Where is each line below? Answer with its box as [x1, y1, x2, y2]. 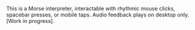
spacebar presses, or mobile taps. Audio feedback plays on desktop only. [6, 11, 190, 18]
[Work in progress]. [6, 18, 55, 24]
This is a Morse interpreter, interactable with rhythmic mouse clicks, [6, 5, 175, 12]
